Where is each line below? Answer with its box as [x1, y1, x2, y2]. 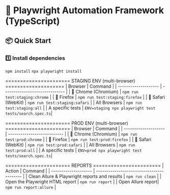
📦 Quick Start [5, 36, 51, 45]
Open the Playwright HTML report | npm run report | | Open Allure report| [5, 178, 159, 185]
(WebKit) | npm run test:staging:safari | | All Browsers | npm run [5, 99, 143, 105]
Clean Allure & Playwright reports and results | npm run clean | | [28, 173, 162, 179]
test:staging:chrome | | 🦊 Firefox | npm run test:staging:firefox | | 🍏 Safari [5, 94, 165, 100]
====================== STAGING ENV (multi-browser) [5, 77, 136, 83]
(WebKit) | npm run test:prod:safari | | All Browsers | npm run [5, 142, 136, 148]
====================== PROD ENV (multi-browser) [5, 120, 128, 126]
